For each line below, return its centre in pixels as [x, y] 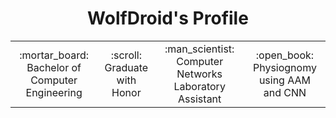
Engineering [54, 92]
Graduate [126, 67]
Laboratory [199, 86]
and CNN [285, 92]
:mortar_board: [54, 55]
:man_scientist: [199, 49]
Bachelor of [54, 67]
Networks [199, 74]
